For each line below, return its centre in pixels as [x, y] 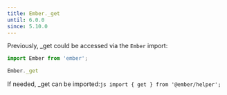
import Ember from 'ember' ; [48, 59]
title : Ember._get [34, 13]
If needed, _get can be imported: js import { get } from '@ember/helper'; [114, 84]
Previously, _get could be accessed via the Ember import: [88, 46]
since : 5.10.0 [28, 26]
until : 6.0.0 [26, 20]
